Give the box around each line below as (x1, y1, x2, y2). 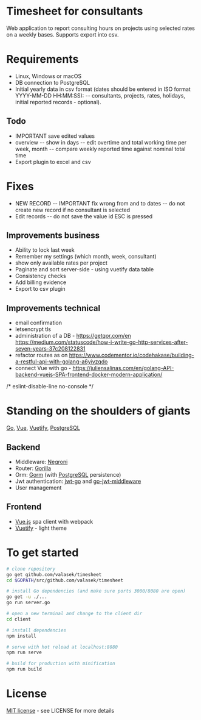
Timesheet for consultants (6, 4, 143, 18)
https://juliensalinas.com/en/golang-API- (72, 365, 174, 372)
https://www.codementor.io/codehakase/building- (69, 352, 194, 359)
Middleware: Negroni (15, 458, 68, 465)
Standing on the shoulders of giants (6, 404, 191, 418)
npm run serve (6, 649, 43, 656)
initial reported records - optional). (15, 98, 101, 105)
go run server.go (6, 599, 50, 606)
